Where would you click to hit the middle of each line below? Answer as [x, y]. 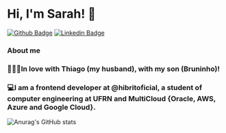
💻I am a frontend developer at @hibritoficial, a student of [105, 87]
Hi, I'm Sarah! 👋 [51, 14]
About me [24, 50]
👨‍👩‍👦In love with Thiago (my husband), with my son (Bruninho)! [114, 69]
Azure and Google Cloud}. [51, 107]
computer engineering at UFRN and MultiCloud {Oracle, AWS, [111, 98]
